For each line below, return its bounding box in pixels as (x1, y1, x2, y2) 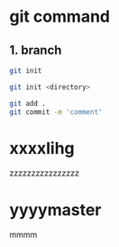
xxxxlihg (9, 138, 75, 158)
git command (9, 6, 111, 27)
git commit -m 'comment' (9, 107, 103, 117)
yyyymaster (9, 199, 102, 220)
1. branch (9, 43, 62, 58)
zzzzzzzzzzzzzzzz (9, 167, 79, 178)
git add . (9, 99, 47, 108)
